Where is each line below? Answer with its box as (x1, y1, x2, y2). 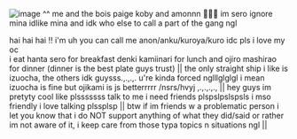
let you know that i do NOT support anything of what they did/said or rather (9, 111, 285, 120)
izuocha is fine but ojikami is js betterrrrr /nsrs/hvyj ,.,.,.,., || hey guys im (9, 82, 272, 92)
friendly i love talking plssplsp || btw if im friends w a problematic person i (9, 101, 279, 111)
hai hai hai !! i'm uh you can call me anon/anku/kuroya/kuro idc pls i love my (9, 35, 285, 45)
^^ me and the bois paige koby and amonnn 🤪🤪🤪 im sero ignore (43, 9, 273, 19)
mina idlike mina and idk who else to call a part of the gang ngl (9, 18, 238, 28)
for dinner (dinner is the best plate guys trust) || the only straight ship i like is (9, 63, 288, 73)
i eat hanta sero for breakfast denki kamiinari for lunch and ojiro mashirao (9, 54, 277, 64)
